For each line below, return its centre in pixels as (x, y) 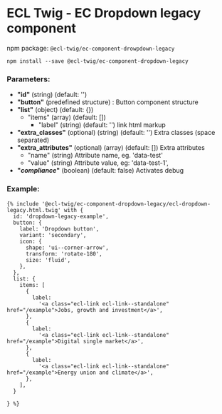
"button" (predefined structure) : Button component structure (107, 102)
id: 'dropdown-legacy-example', (61, 216)
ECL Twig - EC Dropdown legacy (104, 13)
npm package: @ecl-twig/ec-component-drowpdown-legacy (91, 48)
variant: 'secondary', (53, 235)
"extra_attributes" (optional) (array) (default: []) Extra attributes (111, 148)
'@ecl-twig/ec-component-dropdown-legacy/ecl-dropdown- (126, 204)
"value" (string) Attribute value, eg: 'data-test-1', (98, 163)
